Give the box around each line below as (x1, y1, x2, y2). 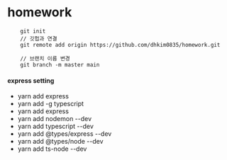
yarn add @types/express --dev (17, 130, 112, 138)
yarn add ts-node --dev (17, 144, 87, 153)
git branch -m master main (20, 61, 100, 68)
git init (20, 28, 46, 35)
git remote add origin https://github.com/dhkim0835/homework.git (20, 41, 221, 48)
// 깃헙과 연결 (20, 35, 57, 42)
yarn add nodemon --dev (17, 115, 92, 123)
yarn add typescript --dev (17, 122, 94, 131)
